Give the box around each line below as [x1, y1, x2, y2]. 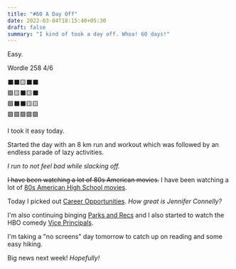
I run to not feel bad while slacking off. [7, 162, 120, 171]
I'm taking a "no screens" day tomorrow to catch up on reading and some [7, 233, 222, 241]
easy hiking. [7, 240, 43, 248]
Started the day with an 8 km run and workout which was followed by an [7, 141, 219, 149]
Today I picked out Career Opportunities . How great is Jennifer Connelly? [7, 197, 222, 205]
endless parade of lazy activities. [7, 148, 104, 157]
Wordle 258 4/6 [7, 64, 53, 72]
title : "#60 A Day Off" [7, 10, 78, 18]
